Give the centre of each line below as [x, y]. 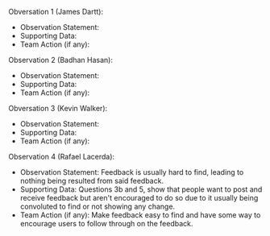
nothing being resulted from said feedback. [91, 181]
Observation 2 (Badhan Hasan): [61, 60]
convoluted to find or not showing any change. [98, 206]
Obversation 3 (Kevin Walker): [58, 108]
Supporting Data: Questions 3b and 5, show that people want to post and [141, 189]
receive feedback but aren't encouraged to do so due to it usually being [139, 198]
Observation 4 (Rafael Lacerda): [62, 157]
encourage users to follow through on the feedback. [106, 224]
